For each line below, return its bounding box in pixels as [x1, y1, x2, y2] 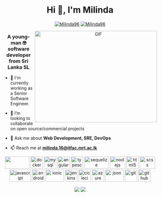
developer [6, 51, 31, 58]
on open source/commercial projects [10, 125, 85, 131]
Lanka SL [7, 63, 30, 70]
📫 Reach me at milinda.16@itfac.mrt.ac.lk [10, 145, 97, 151]
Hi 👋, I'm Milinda [46, 4, 114, 16]
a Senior [10, 90, 27, 96]
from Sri [8, 58, 29, 64]
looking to [10, 115, 31, 121]
